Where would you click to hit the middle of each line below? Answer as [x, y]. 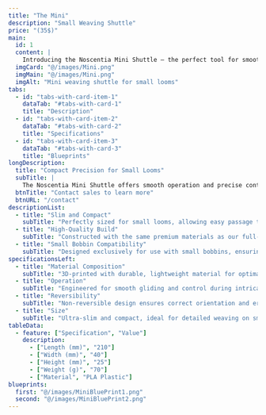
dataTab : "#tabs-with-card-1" [72, 104]
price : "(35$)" [33, 30]
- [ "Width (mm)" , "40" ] [68, 355]
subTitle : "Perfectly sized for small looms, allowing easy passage [138, 222]
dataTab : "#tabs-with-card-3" [72, 148]
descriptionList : [37, 207]
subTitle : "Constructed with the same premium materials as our [131, 237]
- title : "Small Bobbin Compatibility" [81, 244]
